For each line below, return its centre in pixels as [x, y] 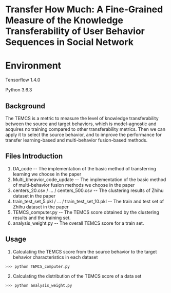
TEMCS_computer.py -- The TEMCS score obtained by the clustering [86, 212]
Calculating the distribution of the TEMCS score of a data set [77, 276]
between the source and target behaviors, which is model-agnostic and [81, 124]
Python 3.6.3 [19, 90]
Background [25, 106]
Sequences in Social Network [69, 42]
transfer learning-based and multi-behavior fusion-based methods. [77, 140]
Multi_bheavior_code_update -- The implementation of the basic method [89, 179]
